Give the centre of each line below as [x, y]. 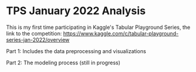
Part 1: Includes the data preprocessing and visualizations [76, 51]
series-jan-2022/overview [38, 40]
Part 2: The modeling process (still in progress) [63, 63]
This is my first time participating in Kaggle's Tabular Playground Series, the [98, 27]
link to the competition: [34, 33]
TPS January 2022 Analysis [76, 11]
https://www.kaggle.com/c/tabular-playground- [121, 33]
